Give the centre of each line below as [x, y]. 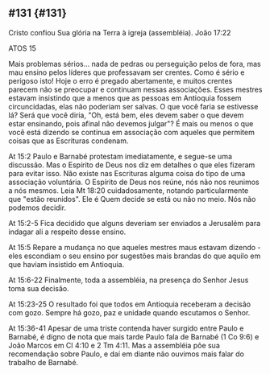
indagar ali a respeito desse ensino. [67, 232]
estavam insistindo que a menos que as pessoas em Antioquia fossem [125, 98]
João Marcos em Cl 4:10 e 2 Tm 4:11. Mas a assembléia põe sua [114, 345]
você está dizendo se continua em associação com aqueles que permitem [132, 132]
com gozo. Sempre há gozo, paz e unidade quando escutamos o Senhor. [129, 312]
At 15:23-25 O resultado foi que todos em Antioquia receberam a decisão [130, 304]
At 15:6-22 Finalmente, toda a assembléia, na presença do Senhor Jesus [129, 280]
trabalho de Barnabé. [44, 362]
